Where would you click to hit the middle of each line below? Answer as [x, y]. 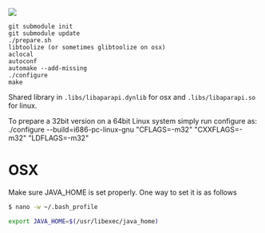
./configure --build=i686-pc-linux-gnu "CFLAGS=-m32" [101, 129]
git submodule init [41, 26]
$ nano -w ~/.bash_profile [53, 207]
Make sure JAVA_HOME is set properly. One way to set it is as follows [123, 192]
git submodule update [44, 34]
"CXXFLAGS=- [219, 129]
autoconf [23, 61]
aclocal [21, 54]
